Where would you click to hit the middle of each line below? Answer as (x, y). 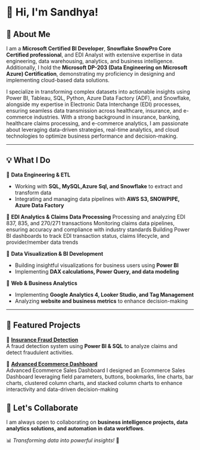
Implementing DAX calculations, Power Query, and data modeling (97, 271)
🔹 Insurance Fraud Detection (42, 340)
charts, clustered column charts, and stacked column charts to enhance (94, 383)
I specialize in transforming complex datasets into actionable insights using (98, 91)
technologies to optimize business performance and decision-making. (92, 136)
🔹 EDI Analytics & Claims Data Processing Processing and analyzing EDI (96, 216)
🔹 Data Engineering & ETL (38, 175)
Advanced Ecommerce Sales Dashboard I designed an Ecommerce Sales (96, 370)
